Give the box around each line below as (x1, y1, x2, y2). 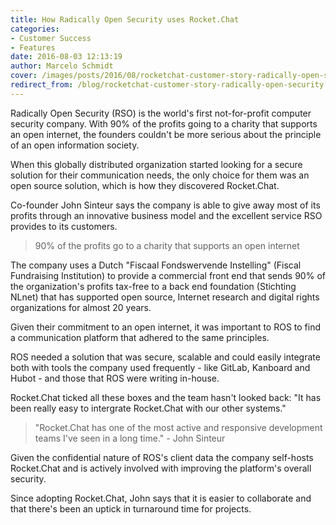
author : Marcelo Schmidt (10, 61, 114, 71)
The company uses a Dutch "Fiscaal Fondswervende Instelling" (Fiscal (10, 259, 302, 271)
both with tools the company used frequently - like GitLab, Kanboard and (10, 361, 311, 373)
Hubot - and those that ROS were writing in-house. (10, 372, 220, 384)
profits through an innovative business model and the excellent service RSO (10, 209, 323, 221)
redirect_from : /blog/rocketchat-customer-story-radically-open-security (10, 80, 325, 90)
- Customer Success (10, 33, 92, 43)
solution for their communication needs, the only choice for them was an (10, 169, 310, 181)
